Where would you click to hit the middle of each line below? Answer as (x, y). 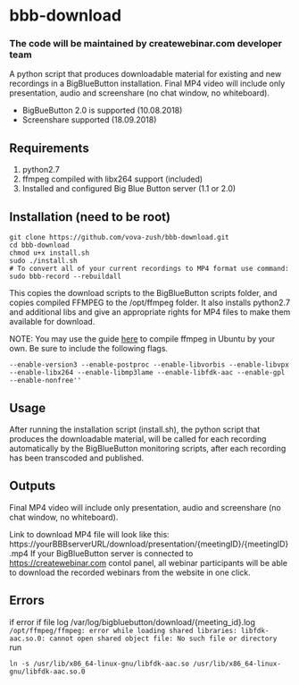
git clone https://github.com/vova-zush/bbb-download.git (119, 238)
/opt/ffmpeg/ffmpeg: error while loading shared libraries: (124, 630)
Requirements (49, 148)
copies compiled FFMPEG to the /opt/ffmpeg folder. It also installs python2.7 (150, 303)
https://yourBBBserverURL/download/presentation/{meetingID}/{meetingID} (149, 544)
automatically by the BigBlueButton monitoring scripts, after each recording (148, 448)
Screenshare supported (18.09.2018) (89, 120)
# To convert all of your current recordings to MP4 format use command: (149, 269)
